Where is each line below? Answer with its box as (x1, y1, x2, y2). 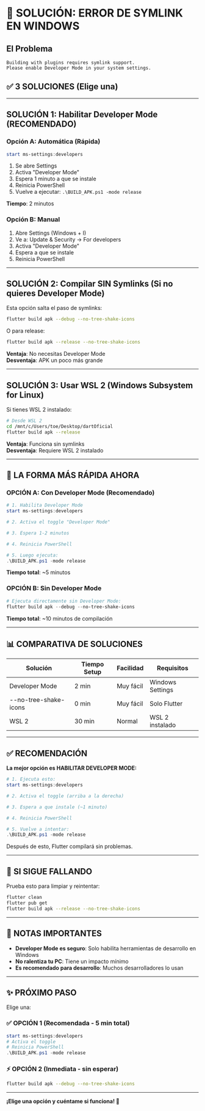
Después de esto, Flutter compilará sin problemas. (6, 843, 133, 850)
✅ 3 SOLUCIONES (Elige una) (6, 81, 118, 92)
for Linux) (6, 389, 45, 400)
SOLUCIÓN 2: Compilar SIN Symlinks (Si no (6, 279, 173, 289)
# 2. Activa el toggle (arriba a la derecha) (6, 792, 124, 799)
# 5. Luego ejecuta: (6, 552, 59, 558)
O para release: (6, 327, 45, 334)
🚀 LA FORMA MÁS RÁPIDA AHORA (6, 470, 140, 481)
